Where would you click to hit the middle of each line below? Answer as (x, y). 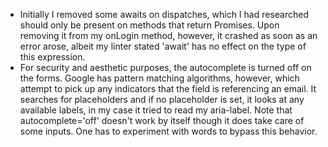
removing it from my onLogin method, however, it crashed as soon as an (168, 35)
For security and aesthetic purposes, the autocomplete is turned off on (165, 67)
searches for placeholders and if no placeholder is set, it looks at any (162, 99)
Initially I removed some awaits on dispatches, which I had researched (164, 14)
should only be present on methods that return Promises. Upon (149, 25)
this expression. (52, 57)
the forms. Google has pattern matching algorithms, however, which (159, 78)
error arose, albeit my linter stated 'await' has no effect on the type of (163, 46)
